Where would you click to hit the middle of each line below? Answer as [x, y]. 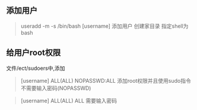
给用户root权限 [34, 53]
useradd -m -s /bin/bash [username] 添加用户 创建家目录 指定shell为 [104, 26]
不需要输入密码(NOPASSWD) [56, 88]
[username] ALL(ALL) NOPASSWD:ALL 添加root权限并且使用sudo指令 [106, 80]
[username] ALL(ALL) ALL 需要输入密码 [69, 101]
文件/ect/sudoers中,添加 [36, 68]
